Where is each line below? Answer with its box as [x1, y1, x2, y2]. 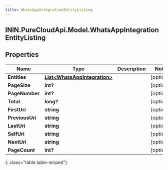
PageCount [7, 147, 35, 154]
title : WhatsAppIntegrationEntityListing [5, 7, 93, 12]
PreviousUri [7, 114, 36, 121]
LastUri [7, 122, 25, 129]
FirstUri [7, 106, 26, 113]
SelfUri [7, 130, 25, 137]
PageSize [7, 82, 31, 89]
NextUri [7, 138, 26, 145]
